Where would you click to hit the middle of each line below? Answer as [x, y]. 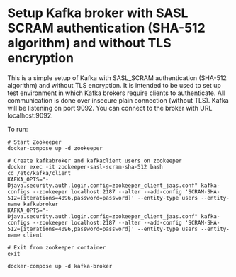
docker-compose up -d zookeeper [55, 148]
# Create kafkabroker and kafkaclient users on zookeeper [95, 161]
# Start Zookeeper [34, 142]
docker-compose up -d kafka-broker [60, 266]
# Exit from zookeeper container [57, 247]
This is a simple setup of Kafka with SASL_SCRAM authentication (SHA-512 [117, 78]
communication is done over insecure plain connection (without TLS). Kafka [118, 100]
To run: [18, 129]
